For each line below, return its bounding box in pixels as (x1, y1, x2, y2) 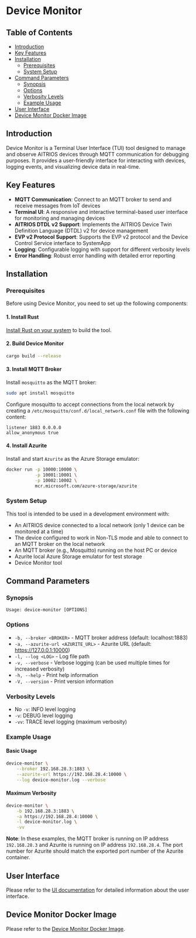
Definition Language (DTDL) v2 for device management (14, 227, 149, 234)
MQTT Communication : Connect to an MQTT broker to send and (14, 196, 171, 203)
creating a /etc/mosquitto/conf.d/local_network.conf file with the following (6, 407, 190, 414)
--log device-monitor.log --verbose (16, 777, 106, 783)
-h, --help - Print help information (14, 671, 98, 678)
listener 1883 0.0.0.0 (6, 424, 61, 430)
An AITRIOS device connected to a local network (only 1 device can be (14, 521, 185, 528)
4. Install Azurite (6, 442, 47, 449)
